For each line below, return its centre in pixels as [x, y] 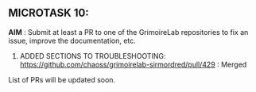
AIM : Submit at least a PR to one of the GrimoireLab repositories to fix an [128, 32]
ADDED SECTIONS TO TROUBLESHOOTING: [93, 56]
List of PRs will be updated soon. [62, 79]
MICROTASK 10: [48, 13]
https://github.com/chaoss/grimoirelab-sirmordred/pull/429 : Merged [133, 64]
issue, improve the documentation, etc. [72, 40]
